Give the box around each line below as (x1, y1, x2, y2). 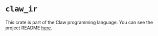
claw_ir (5, 4, 38, 14)
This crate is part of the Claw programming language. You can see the (5, 19, 153, 25)
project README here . (5, 25, 52, 31)
